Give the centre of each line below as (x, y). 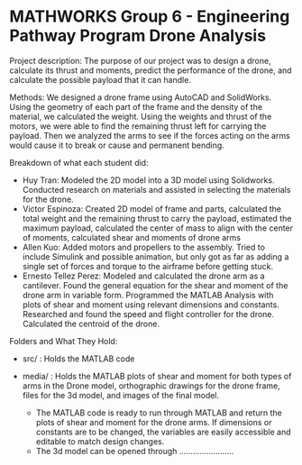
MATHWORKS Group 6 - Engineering (150, 17)
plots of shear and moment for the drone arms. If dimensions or (154, 422)
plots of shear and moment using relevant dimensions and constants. (151, 305)
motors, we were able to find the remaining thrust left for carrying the (138, 126)
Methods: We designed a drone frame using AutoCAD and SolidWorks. (141, 97)
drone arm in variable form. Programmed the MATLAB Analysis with (148, 295)
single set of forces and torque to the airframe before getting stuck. (147, 266)
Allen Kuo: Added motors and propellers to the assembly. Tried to (144, 247)
